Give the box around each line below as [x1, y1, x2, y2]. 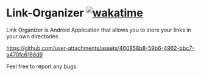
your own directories [6, 32, 58, 40]
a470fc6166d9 [6, 50, 43, 58]
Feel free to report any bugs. [6, 63, 78, 70]
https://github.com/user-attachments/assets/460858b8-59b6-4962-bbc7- [6, 44, 195, 52]
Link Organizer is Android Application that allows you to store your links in [6, 26, 192, 33]
